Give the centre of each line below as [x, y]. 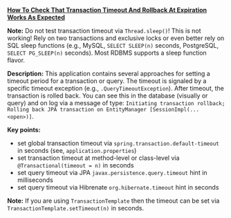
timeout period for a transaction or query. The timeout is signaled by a [107, 81]
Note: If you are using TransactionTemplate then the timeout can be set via [113, 201]
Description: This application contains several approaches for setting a [109, 73]
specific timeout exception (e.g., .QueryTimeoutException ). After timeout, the [116, 88]
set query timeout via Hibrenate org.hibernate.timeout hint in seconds [118, 187]
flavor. [16, 60]
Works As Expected [36, 17]
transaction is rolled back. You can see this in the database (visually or [108, 96]
